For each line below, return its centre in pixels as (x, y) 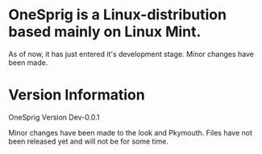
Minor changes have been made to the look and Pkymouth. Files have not (130, 132)
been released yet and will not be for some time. (89, 141)
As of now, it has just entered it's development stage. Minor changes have (131, 54)
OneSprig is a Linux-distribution (118, 15)
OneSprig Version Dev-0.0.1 (54, 117)
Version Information (77, 95)
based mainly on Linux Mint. (105, 32)
